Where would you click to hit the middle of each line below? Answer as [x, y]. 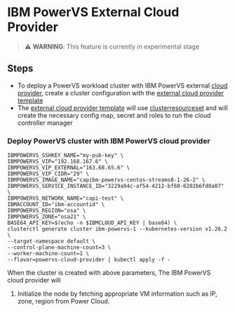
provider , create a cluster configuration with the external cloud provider [121, 93]
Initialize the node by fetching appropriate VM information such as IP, [117, 294]
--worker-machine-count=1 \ [48, 254]
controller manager [45, 123]
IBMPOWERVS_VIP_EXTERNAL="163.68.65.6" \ [69, 168]
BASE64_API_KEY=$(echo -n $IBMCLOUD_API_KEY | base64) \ [92, 223]
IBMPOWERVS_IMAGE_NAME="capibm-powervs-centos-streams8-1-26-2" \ [106, 180]
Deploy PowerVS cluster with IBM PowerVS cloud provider [109, 141]
